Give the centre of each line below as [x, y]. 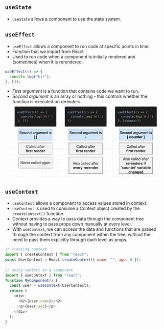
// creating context [26, 249]
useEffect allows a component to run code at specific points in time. [81, 46]
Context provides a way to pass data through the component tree [78, 219]
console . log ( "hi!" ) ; [30, 77]
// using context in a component [39, 270]
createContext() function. [38, 214]
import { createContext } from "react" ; [47, 255]
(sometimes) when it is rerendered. [47, 62]
